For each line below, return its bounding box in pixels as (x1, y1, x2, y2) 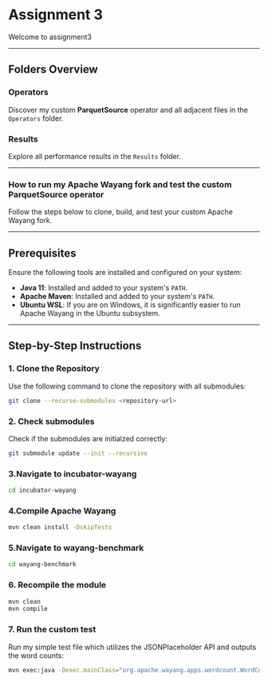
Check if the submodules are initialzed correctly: (8, 433, 167, 443)
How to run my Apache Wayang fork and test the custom (8, 178, 232, 189)
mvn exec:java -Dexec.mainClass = (8, 666, 120, 674)
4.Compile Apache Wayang (8, 505, 116, 516)
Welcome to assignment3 (8, 32, 92, 42)
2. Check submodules (8, 416, 95, 427)
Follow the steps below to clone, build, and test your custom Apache (8, 207, 234, 217)
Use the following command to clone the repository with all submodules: (8, 381, 246, 391)
